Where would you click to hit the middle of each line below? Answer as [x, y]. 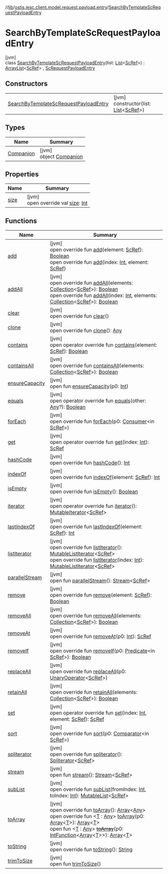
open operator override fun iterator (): [93, 506]
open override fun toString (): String [91, 849]
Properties [22, 174]
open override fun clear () [79, 316]
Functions [21, 221]
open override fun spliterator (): [86, 754]
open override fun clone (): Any [86, 330]
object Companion [61, 156]
